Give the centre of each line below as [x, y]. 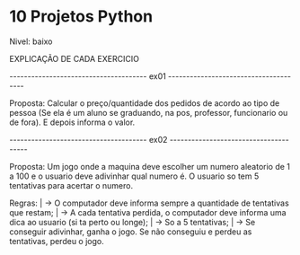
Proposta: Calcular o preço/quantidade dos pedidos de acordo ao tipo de [145, 103]
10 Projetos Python [81, 17]
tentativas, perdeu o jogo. [57, 241]
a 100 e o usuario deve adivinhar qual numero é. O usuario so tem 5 [134, 176]
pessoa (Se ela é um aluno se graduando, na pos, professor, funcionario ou [149, 112]
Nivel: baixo [31, 41]
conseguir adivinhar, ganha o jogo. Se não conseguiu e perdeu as [131, 232]
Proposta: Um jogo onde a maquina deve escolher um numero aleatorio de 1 [150, 166]
